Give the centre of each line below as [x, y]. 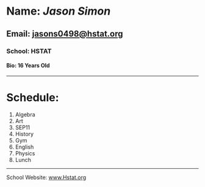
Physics [25, 153]
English [24, 147]
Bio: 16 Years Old [28, 66]
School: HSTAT [29, 51]
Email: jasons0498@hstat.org [65, 34]
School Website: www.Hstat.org [46, 177]
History [24, 134]
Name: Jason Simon [59, 11]
